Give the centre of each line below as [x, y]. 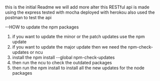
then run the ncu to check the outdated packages [62, 63]
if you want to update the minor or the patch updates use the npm [79, 37]
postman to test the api [28, 17]
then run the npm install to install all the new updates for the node [78, 68]
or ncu [36, 52]
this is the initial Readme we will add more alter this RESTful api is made [77, 7]
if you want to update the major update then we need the [69, 47]
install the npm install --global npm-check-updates [63, 57]
